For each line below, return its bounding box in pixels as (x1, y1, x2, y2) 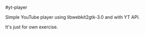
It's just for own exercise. (5, 24, 59, 30)
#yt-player (5, 5, 27, 10)
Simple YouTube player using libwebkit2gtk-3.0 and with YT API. (5, 14, 140, 20)
